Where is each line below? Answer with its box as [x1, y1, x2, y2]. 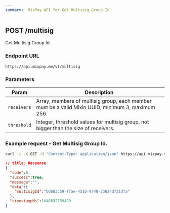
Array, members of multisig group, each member [36, 98, 152, 105]
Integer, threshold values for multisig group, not [36, 118, 149, 126]
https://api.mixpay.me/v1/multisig [5, 64, 80, 69]
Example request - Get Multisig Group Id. [5, 140, 108, 147]
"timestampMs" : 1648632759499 [10, 199, 71, 204]
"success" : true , [10, 175, 44, 180]
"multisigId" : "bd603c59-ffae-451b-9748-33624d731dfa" [14, 189, 130, 194]
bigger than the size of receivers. [36, 125, 115, 132]
